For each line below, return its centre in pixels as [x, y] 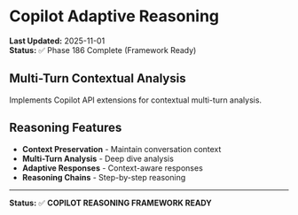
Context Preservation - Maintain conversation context [122, 149]
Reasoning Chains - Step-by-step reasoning [104, 177]
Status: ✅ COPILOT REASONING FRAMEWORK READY [111, 203]
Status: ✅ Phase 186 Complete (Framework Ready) [103, 50]
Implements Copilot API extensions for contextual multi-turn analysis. [136, 100]
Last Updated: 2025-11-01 [57, 41]
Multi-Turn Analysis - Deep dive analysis [98, 158]
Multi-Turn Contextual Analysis [98, 78]
